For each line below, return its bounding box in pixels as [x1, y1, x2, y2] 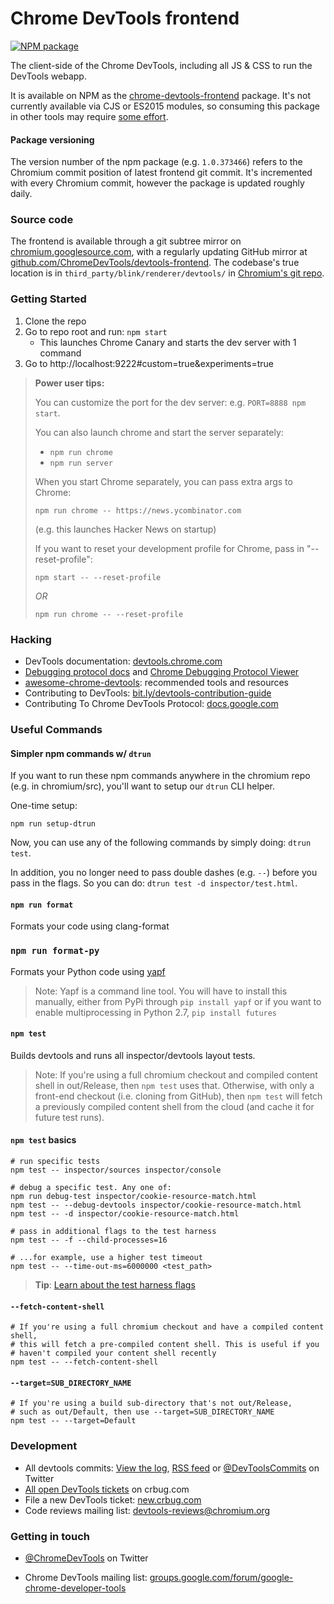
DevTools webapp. [10, 70, 87, 82]
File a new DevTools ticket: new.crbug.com [24, 1493, 202, 1506]
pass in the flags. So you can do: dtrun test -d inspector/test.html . [10, 877, 298, 889]
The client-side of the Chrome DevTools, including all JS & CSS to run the [10, 59, 313, 71]
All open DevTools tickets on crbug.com [24, 1483, 190, 1495]
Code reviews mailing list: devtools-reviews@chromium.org [24, 1504, 271, 1516]
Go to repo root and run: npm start [24, 325, 168, 337]
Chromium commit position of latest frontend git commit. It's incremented [10, 167, 313, 179]
